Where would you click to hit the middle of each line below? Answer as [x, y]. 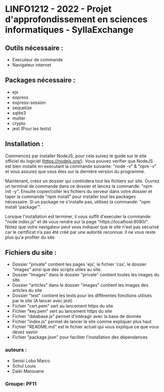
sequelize [22, 108]
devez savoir [25, 332]
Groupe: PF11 [21, 384]
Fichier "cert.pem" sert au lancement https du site [63, 306]
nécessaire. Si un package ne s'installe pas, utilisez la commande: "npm [78, 201]
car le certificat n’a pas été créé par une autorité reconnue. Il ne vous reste [80, 232]
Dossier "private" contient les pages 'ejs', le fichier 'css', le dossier [79, 264]
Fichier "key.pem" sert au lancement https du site [62, 311]
